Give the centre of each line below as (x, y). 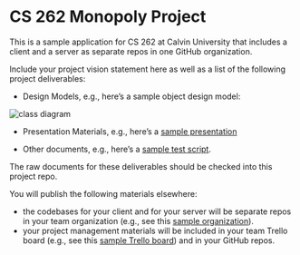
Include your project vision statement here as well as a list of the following (148, 69)
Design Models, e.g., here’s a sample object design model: (131, 96)
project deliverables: (48, 78)
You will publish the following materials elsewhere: (103, 193)
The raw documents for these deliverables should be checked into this (141, 166)
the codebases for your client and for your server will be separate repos (157, 211)
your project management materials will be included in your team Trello (155, 230)
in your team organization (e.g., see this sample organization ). (138, 221)
